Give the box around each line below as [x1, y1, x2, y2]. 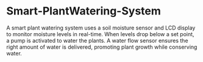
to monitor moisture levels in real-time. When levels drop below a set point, [6, 30, 194, 37]
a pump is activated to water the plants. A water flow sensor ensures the [6, 37, 188, 44]
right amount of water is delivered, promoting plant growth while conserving [6, 43, 198, 51]
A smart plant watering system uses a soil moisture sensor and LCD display [6, 24, 196, 31]
